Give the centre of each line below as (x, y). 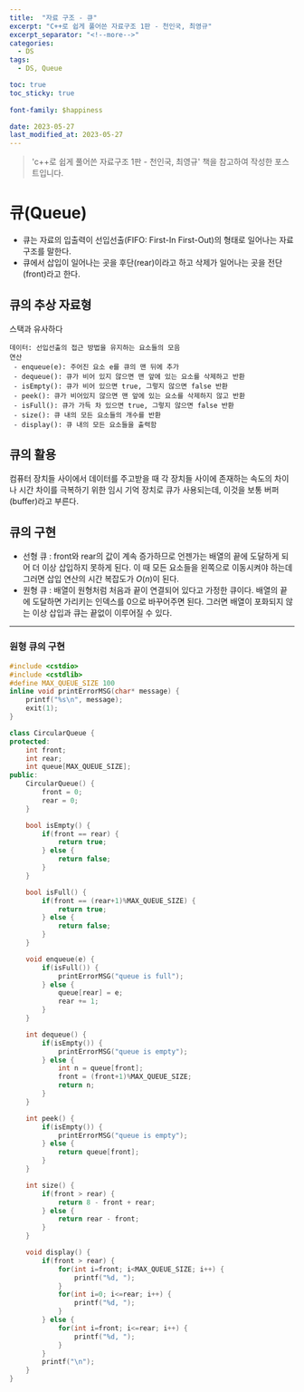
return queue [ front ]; (99, 1153)
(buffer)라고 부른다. (44, 501)
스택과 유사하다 (36, 328)
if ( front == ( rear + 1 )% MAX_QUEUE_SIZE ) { (119, 900)
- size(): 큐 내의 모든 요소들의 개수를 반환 (87, 415)
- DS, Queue (40, 69)
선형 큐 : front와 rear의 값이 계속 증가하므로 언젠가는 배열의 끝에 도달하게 (151, 556)
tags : (19, 60)
